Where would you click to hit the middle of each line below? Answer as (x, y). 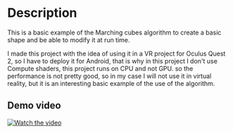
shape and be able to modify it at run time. (69, 39)
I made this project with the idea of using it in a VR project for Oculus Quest (116, 53)
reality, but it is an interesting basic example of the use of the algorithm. (111, 83)
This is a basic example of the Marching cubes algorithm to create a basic (114, 32)
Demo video (34, 106)
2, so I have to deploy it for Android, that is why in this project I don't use (113, 61)
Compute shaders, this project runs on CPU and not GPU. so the (100, 68)
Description (42, 13)
